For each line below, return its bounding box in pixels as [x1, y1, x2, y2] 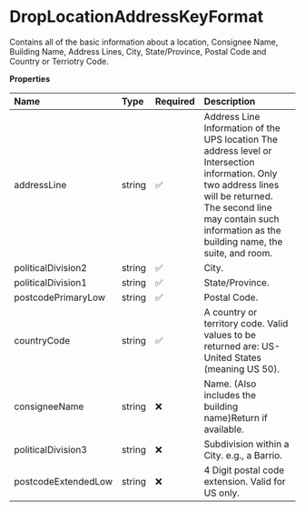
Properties [9, 73, 51, 84]
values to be [203, 328, 257, 341]
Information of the [203, 121, 280, 134]
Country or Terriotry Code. [9, 55, 109, 66]
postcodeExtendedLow [14, 475, 113, 487]
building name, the [203, 235, 283, 247]
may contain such [203, 212, 280, 225]
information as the [203, 224, 281, 236]
